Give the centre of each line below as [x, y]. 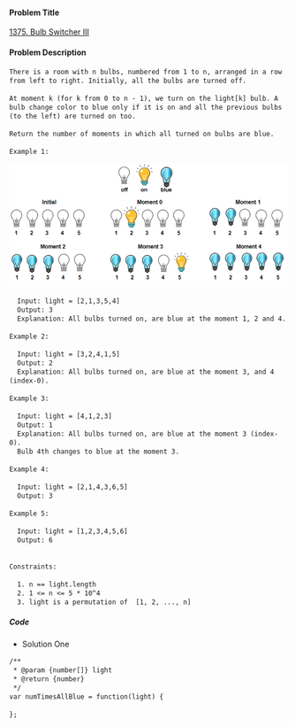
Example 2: [29, 336]
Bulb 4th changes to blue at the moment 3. [98, 452]
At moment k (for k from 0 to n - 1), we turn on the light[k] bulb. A [144, 99]
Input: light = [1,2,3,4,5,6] [72, 531]
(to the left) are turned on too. [73, 116]
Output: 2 [35, 363]
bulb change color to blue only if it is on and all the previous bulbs [146, 108]
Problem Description [48, 52]
